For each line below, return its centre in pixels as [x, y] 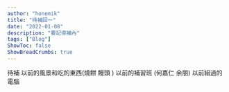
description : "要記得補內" [43, 33]
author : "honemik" [34, 13]
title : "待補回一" [32, 20]
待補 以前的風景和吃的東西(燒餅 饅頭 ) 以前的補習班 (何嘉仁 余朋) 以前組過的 [115, 73]
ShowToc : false [29, 46]
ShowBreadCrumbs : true [40, 53]
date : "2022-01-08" [35, 26]
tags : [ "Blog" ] [29, 39]
